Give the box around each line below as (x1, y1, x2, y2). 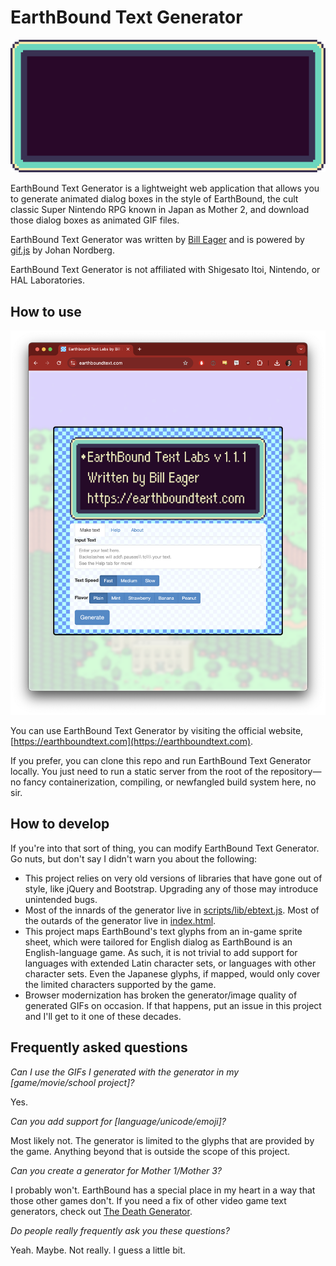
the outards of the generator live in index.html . (24, 914, 217, 926)
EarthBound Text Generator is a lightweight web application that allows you (10, 182, 320, 195)
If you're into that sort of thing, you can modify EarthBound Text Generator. (10, 842, 320, 854)
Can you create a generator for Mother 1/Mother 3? (10, 1164, 222, 1176)
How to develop (10, 816, 110, 833)
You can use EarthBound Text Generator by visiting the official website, (10, 725, 304, 737)
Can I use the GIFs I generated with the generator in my (10, 1066, 240, 1078)
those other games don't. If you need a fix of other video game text (10, 1194, 287, 1206)
